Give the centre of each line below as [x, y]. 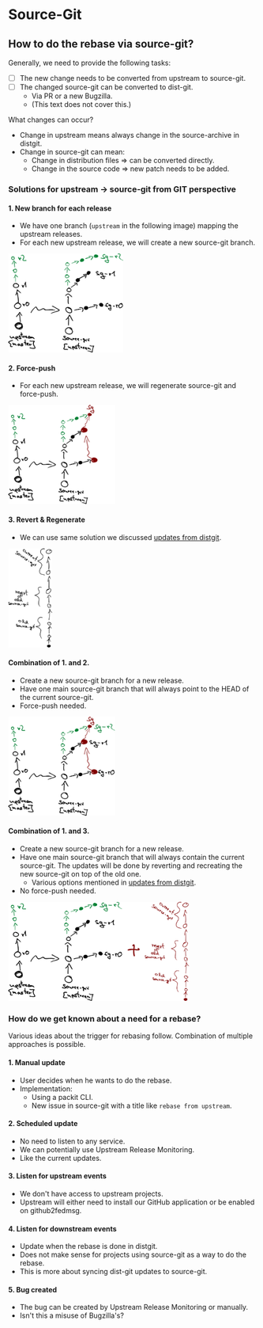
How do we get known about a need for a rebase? [105, 1018]
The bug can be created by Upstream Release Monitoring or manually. [134, 1307]
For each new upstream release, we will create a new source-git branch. [137, 242]
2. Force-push [32, 368]
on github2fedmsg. [51, 1210]
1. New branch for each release [60, 208]
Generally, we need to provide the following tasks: [90, 63]
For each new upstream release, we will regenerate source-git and [128, 386]
